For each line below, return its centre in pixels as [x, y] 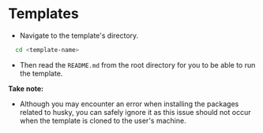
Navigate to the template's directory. [79, 35]
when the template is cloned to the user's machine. [103, 120]
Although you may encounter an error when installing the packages [129, 104]
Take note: [26, 88]
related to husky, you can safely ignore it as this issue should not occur [135, 112]
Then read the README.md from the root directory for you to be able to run [137, 65]
